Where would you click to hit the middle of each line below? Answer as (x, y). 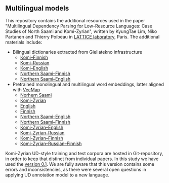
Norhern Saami (36, 95)
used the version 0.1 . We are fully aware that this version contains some (80, 164)
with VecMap (26, 89)
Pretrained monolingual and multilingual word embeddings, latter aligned (88, 84)
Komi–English (34, 68)
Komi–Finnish (34, 57)
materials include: (24, 42)
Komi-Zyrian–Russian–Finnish (51, 143)
